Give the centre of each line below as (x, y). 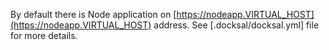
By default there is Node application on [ (93, 14)
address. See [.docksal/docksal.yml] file (236, 25)
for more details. (44, 35)
